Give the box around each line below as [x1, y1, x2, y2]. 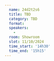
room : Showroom [9, 35, 40, 40]
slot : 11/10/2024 [9, 39, 44, 44]
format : [9, 21, 25, 26]
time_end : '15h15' [9, 48, 47, 53]
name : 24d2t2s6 [9, 7, 40, 12]
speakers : [9, 26, 29, 30]
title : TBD [9, 12, 31, 17]
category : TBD [9, 16, 37, 21]
